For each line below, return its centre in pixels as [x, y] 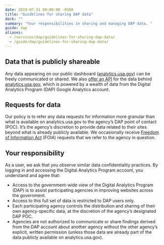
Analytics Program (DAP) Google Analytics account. [57, 89]
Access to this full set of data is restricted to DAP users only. [73, 201]
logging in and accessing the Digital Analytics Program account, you [74, 170]
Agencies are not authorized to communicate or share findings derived [84, 222]
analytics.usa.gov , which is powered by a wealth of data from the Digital [78, 84]
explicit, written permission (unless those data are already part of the [82, 232]
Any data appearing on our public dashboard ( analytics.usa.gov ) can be [78, 73]
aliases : [14, 33]
